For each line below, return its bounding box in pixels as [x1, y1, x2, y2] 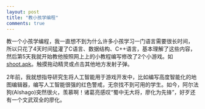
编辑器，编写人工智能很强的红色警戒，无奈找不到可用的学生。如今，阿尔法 [11, 81, 199, 88]
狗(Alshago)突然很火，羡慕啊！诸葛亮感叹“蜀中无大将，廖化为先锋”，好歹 [6, 89, 191, 96]
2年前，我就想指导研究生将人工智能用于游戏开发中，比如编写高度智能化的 [6, 74, 192, 81]
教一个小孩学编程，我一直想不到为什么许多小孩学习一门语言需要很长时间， [6, 38, 193, 45]
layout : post [6, 9, 40, 15]
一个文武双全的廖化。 [11, 96, 65, 104]
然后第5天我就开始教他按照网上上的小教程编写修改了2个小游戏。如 [6, 53, 173, 60]
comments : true [6, 20, 45, 26]
